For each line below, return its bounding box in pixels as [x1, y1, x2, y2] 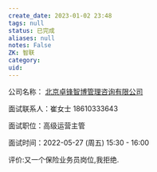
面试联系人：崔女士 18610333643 [8, 103, 118, 113]
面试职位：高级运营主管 [8, 121, 85, 130]
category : [8, 57, 41, 65]
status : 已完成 [8, 26, 55, 34]
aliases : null [8, 34, 56, 42]
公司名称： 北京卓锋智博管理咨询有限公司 [8, 86, 143, 96]
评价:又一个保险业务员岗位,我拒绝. [8, 154, 120, 164]
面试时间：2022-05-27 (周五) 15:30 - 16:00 [8, 138, 150, 147]
